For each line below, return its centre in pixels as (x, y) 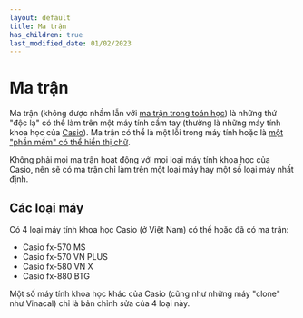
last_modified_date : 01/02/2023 (70, 43)
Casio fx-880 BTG (56, 276)
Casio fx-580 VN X (58, 266)
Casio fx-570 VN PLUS (65, 257)
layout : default (40, 18)
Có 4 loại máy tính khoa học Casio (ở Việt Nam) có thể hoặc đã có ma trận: (149, 229)
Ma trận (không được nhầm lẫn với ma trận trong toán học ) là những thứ (143, 114)
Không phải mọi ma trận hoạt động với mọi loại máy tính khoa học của (140, 160)
